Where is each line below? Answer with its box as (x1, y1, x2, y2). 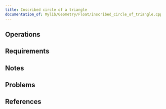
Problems (5, 81, 36, 89)
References (5, 98, 41, 106)
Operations (5, 30, 41, 39)
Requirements (5, 47, 49, 55)
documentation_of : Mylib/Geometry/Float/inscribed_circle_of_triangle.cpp (5, 12, 163, 17)
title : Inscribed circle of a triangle (5, 7, 87, 12)
